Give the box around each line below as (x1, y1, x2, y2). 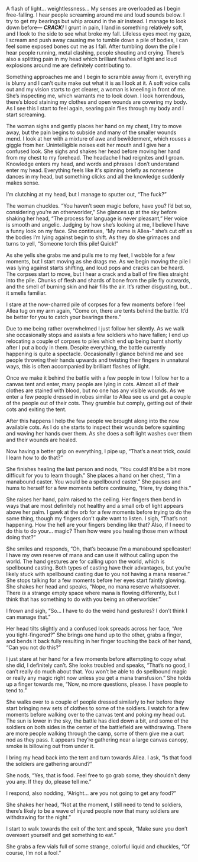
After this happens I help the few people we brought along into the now (6, 418, 179, 424)
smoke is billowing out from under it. (6, 743, 95, 749)
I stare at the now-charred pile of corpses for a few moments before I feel (6, 301, 186, 308)
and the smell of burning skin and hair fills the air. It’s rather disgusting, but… (6, 283, 193, 290)
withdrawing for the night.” (6, 814, 71, 820)
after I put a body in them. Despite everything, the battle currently (6, 344, 166, 351)
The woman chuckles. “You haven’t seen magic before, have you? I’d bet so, (6, 202, 192, 209)
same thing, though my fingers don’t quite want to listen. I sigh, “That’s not (6, 515, 187, 521)
